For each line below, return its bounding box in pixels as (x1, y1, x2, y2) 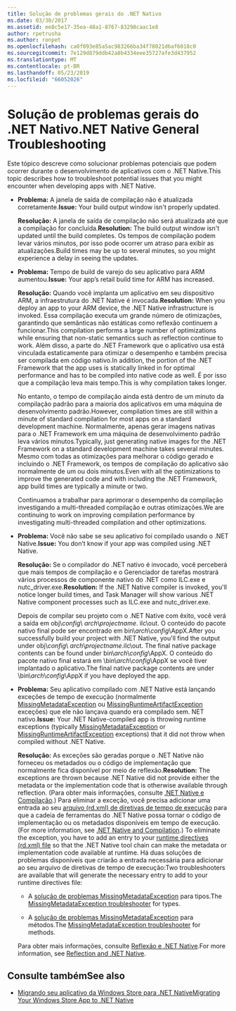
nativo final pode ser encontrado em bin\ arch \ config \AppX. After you (17, 626, 216, 635)
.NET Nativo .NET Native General (7, 121, 199, 137)
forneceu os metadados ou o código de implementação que (17, 759, 191, 767)
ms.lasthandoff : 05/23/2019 (7, 69, 90, 76)
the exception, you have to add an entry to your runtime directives (17, 833, 209, 842)
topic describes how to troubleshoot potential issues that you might (7, 174, 202, 183)
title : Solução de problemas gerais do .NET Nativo (7, 10, 162, 18)
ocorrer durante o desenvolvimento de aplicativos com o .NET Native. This (7, 167, 221, 175)
